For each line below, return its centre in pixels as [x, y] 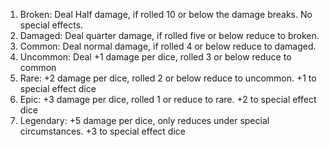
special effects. [51, 25]
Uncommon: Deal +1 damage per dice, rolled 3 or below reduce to [155, 57]
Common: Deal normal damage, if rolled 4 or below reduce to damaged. [168, 46]
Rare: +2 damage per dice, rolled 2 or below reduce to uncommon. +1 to [168, 78]
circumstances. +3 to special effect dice [102, 131]
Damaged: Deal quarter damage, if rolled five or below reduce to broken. [169, 35]
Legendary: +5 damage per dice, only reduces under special [144, 120]
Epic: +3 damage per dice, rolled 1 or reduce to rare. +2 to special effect [168, 99]
